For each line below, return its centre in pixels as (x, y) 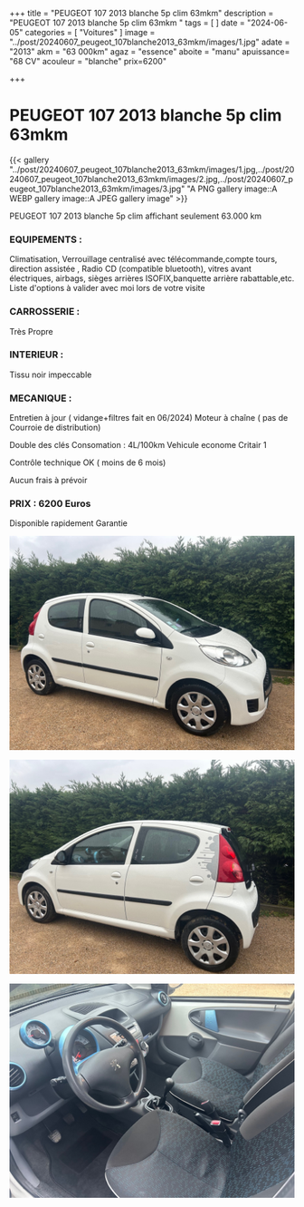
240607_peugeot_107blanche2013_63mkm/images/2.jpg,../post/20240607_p (152, 179)
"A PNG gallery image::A (232, 189)
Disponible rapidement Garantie (69, 523)
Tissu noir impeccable (51, 375)
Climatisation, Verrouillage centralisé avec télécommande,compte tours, (143, 259)
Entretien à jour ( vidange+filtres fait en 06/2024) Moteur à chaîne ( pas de (149, 418)
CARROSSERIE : (44, 312)
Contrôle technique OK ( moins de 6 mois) (88, 462)
